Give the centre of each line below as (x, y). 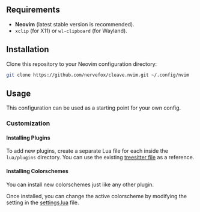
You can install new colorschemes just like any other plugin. (80, 184)
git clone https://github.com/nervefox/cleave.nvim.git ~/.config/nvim (98, 75)
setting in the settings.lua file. (43, 202)
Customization (28, 123)
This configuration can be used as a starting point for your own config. (94, 108)
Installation (28, 49)
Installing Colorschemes (38, 171)
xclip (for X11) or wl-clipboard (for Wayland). (71, 31)
